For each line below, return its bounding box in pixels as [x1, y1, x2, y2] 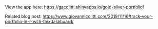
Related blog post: [5, 14, 42, 19]
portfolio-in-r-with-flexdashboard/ [5, 19, 74, 24]
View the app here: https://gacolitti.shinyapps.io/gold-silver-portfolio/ [5, 4, 145, 10]
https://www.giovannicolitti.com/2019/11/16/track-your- [42, 14, 153, 19]
